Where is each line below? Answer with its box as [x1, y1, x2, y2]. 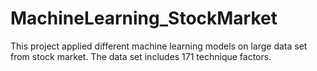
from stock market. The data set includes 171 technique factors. [10, 50, 272, 62]
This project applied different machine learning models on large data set [10, 40, 308, 52]
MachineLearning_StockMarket [10, 7, 278, 30]
